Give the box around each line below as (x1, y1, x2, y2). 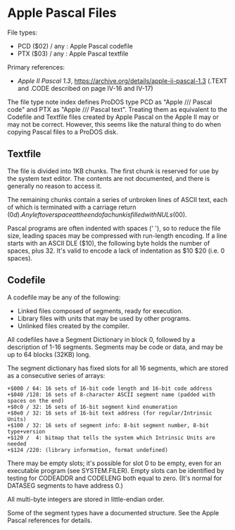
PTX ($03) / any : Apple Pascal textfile (17, 49, 129, 58)
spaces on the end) (7, 397, 65, 404)
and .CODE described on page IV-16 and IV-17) (17, 84, 153, 92)
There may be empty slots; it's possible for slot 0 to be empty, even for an (7, 459, 222, 467)
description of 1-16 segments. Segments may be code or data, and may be (7, 343, 223, 351)
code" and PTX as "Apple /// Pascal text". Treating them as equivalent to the (7, 105, 227, 113)
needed (7, 440, 27, 448)
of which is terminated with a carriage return (7, 203, 136, 211)
